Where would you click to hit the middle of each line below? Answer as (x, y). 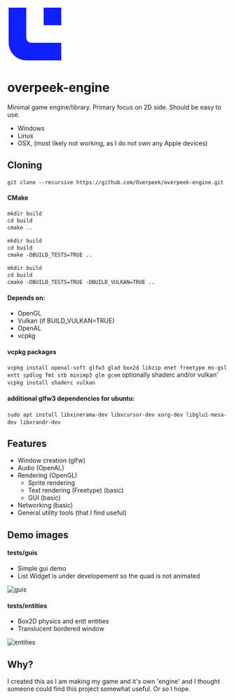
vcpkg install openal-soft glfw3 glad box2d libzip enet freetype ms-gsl (117, 368)
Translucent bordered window (61, 629)
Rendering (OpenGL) (47, 475)
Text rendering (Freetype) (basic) (76, 491)
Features (27, 443)
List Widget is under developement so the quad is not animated (109, 576)
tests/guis (22, 553)
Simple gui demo (42, 568)
